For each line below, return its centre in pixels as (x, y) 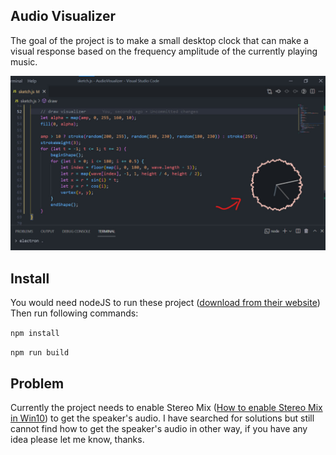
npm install (35, 334)
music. (24, 61)
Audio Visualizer (63, 16)
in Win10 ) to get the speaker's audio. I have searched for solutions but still (162, 418)
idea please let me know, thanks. (77, 439)
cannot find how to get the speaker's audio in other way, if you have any (159, 428)
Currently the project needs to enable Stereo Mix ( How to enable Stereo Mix (166, 407)
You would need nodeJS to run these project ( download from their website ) (165, 303)
